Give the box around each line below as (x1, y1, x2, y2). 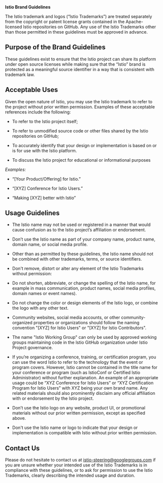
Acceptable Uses (5, 86, 58, 94)
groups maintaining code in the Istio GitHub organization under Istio (12, 339, 148, 345)
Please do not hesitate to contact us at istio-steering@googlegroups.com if (5, 457, 156, 463)
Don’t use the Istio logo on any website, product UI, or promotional (12, 405, 145, 411)
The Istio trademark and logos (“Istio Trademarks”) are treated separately (5, 14, 152, 19)
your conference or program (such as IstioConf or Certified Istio (12, 370, 140, 375)
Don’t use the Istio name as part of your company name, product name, (12, 236, 156, 242)
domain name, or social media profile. (12, 241, 88, 247)
